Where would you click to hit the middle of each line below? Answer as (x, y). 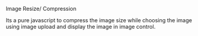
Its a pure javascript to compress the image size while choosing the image (99, 20)
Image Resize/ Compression (41, 9)
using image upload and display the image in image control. (81, 27)
